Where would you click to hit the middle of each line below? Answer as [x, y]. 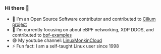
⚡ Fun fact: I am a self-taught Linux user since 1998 [65, 46]
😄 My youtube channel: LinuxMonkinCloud [57, 40]
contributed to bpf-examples [42, 35]
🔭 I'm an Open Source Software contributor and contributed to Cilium [84, 19]
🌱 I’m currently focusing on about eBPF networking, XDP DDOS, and [83, 30]
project [19, 24]
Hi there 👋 [17, 8]
